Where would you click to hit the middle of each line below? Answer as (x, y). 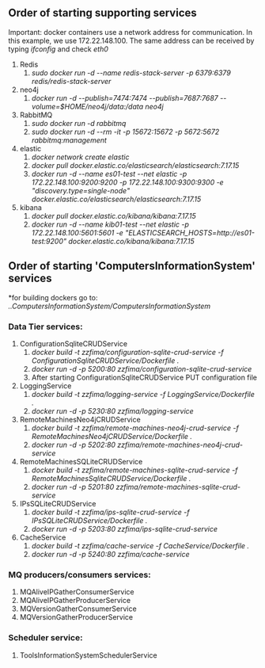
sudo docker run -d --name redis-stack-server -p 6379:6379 (131, 73)
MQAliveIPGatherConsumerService (77, 592)
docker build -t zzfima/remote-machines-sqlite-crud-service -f (135, 470)
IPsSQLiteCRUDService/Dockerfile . (89, 520)
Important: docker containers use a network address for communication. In (131, 32)
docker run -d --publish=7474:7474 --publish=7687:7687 (125, 97)
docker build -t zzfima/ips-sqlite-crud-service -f (110, 512)
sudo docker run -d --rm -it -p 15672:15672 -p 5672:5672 (125, 132)
